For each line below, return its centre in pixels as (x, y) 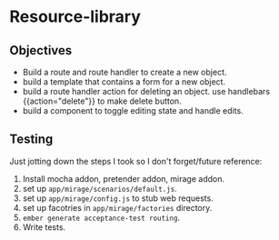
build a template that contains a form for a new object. (124, 82)
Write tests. (44, 227)
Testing (31, 140)
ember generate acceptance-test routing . (101, 217)
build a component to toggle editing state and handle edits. (133, 110)
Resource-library (75, 17)
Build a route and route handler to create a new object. (125, 72)
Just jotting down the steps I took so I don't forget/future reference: (136, 161)
